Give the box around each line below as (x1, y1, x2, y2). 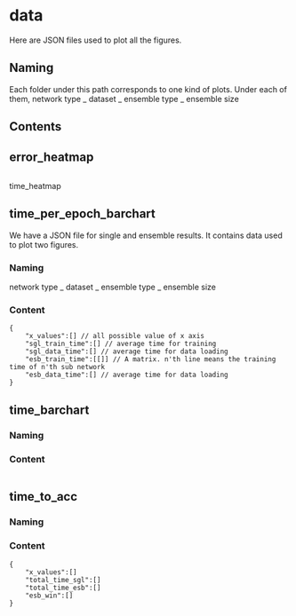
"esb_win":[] (25, 591, 74, 600)
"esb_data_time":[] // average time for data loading (25, 370, 228, 380)
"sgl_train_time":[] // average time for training (25, 339, 217, 349)
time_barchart (9, 402, 90, 417)
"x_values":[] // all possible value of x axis (25, 332, 204, 341)
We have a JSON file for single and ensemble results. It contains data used (9, 230, 283, 241)
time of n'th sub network (9, 363, 105, 372)
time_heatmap (9, 180, 61, 191)
